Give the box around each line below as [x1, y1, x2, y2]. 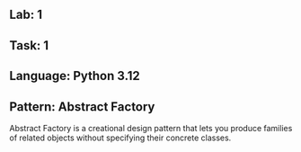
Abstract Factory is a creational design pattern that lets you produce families [9, 122, 293, 133]
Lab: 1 [9, 7, 43, 22]
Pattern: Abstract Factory [9, 99, 155, 114]
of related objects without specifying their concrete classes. [9, 132, 232, 143]
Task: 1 [9, 38, 49, 53]
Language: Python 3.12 [9, 68, 141, 84]
